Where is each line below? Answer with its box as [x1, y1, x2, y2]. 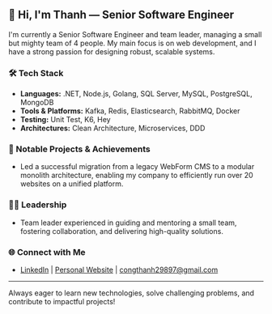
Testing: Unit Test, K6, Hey [19, 115, 111, 125]
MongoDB [19, 98, 54, 108]
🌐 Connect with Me [8, 246, 87, 257]
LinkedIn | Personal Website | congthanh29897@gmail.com [19, 265, 219, 274]
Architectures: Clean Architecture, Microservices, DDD [19, 123, 206, 134]
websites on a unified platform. [19, 179, 124, 189]
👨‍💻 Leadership [8, 199, 67, 210]
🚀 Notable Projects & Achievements [8, 143, 151, 155]
